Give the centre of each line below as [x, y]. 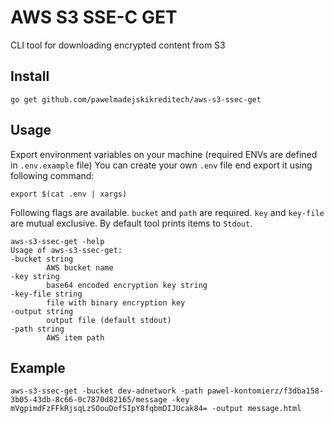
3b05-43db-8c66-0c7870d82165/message [89, 400]
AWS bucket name [80, 267]
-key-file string [46, 294]
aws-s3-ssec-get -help [57, 241]
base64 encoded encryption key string [127, 285]
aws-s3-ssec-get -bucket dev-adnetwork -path [106, 391]
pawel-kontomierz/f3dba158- [265, 391]
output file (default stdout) [109, 320]
